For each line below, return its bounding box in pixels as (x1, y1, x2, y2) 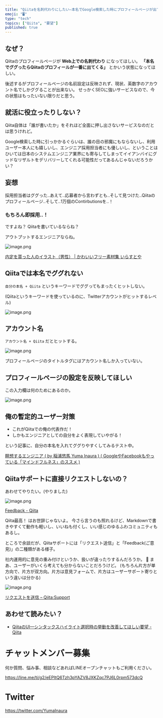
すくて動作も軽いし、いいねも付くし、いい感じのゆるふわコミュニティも (13, 523, 158, 530)
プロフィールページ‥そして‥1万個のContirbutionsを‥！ (5, 198, 114, 204)
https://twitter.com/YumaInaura (5, 707, 68, 713)
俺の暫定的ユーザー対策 (5, 412, 75, 421)
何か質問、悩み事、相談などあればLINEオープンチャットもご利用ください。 (5, 665, 154, 670)
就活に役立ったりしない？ (5, 108, 81, 117)
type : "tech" (5, 16, 32, 21)
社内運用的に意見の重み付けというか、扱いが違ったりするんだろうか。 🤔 (5, 556, 149, 562)
